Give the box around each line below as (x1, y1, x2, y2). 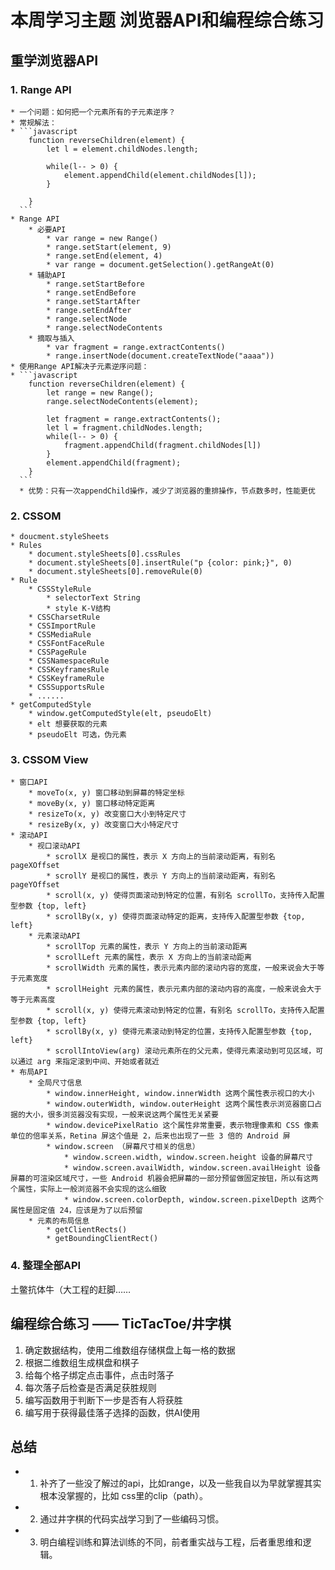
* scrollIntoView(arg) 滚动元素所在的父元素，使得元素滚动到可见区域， (46, 1046, 317, 1056)
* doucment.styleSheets (10, 532, 110, 542)
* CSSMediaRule (28, 630, 92, 640)
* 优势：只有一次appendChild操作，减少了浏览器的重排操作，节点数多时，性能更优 (19, 486, 316, 496)
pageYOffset (10, 880, 60, 890)
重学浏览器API (10, 52, 99, 69)
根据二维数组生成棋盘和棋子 (24, 1356, 140, 1368)
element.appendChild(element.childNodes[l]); (63, 170, 257, 180)
